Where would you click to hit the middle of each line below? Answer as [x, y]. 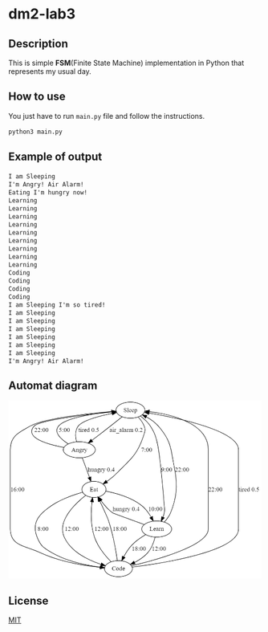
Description [38, 44]
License [28, 600]
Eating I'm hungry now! [48, 192]
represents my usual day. [50, 71]
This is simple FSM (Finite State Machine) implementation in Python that [126, 63]
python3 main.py [35, 132]
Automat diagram [53, 385]
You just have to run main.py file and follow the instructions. [107, 116]
